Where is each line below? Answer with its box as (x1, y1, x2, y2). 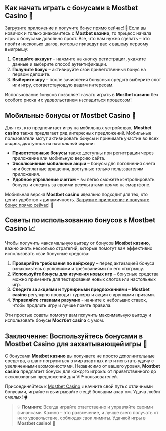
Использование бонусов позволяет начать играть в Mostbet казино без (5, 91, 158, 97)
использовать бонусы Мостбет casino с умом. (5, 317, 105, 323)
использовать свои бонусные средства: (5, 251, 90, 257)
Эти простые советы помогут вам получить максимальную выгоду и (5, 312, 152, 318)
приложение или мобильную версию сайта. (12, 155, 105, 161)
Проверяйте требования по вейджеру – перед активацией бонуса (12, 260, 155, 266)
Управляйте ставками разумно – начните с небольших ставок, (12, 297, 147, 303)
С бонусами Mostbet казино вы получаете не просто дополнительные (5, 353, 155, 359)
